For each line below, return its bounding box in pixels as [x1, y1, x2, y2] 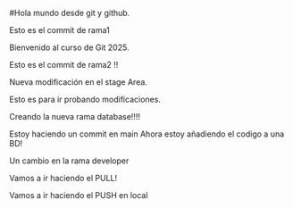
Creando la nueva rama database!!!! [9, 112, 141, 121]
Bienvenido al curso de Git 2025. [9, 42, 130, 53]
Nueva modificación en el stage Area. [9, 77, 147, 87]
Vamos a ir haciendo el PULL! [9, 173, 118, 183]
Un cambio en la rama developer [9, 155, 130, 166]
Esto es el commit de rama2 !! [9, 60, 119, 70]
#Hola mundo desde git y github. [9, 8, 130, 18]
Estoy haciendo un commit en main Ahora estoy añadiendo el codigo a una [9, 129, 285, 139]
